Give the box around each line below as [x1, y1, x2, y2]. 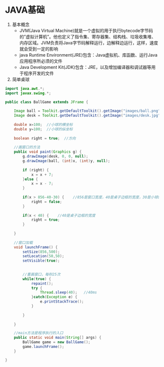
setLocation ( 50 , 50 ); [22, 254, 64, 259]
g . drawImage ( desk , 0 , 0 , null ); [22, 154, 89, 159]
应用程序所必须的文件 [19, 58, 62, 64]
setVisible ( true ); [22, 258, 60, 264]
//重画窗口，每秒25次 [22, 272, 61, 277]
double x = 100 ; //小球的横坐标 [14, 122, 73, 127]
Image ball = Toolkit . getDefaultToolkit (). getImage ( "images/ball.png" [14, 108, 161, 114]
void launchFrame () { [14, 245, 58, 249]
